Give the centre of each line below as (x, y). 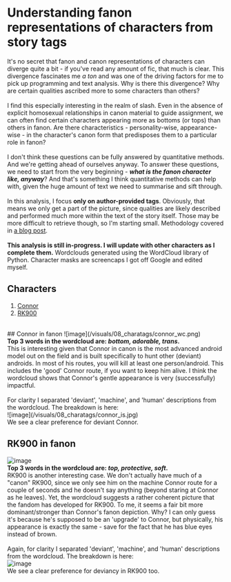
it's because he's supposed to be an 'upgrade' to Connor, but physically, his (115, 519)
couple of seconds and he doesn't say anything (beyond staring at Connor (113, 490)
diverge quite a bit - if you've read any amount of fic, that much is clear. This (116, 69)
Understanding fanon (70, 13)
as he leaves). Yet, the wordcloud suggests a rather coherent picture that (111, 497)
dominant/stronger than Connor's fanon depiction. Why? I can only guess (111, 512)
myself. (18, 267)
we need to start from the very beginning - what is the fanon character (109, 172)
